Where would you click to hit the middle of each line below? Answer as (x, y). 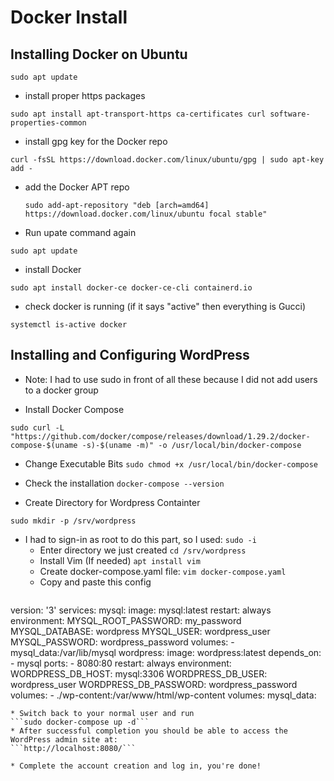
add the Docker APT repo (77, 187)
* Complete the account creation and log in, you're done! (136, 766)
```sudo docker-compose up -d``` (80, 722)
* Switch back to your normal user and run (102, 713)
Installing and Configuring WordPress (130, 355)
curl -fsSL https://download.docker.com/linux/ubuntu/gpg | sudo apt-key (167, 160)
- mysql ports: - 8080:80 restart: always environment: (121, 663)
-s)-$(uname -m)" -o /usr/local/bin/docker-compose (191, 445)
